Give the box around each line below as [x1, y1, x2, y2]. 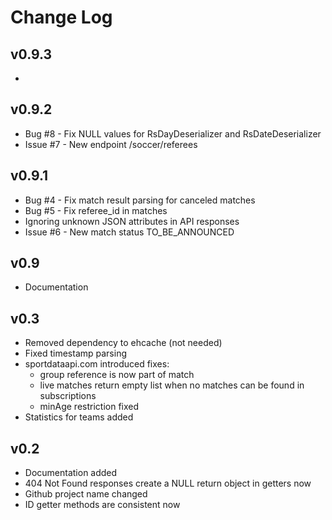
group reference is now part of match [39, 369, 195, 381]
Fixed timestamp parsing [24, 347, 127, 360]
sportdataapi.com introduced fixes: [24, 358, 170, 370]
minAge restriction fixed [39, 401, 140, 413]
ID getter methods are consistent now [24, 499, 181, 511]
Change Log [10, 6, 113, 29]
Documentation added [24, 467, 118, 479]
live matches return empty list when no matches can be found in [39, 379, 305, 391]
